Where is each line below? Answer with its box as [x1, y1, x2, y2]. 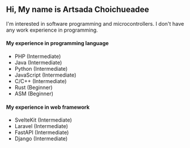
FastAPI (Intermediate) [14, 129, 69, 136]
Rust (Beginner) [14, 84, 53, 91]
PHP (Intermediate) [14, 53, 62, 60]
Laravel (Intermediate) [14, 123, 69, 130]
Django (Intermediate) [14, 135, 68, 142]
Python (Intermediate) [14, 66, 68, 73]
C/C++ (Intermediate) [14, 78, 67, 85]
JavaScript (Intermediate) [14, 71, 77, 78]
